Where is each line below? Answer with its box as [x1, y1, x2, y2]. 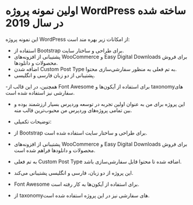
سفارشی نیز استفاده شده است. [5, 89, 75, 96]
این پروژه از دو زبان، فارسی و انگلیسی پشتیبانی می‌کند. [13, 169, 134, 176]
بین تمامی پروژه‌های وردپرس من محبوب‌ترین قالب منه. [13, 107, 132, 114]
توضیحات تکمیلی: [13, 118, 52, 125]
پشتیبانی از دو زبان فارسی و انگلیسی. [13, 72, 96, 79]
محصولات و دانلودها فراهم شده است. [13, 147, 96, 154]
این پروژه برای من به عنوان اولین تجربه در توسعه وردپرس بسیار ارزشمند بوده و [13, 100, 185, 107]
